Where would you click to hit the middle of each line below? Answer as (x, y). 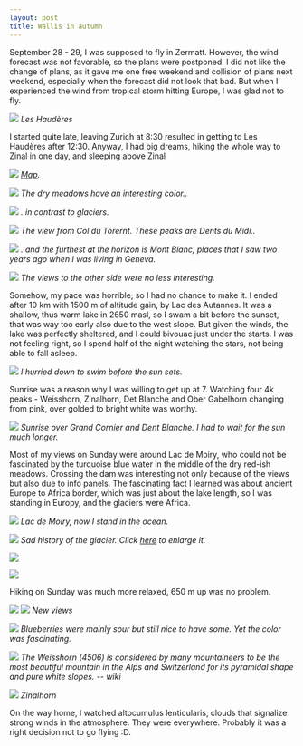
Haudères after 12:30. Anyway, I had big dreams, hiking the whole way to (145, 146)
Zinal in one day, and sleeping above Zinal (87, 156)
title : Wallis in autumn (56, 26)
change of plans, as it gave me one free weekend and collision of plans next (151, 71)
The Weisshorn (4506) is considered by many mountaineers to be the (150, 657)
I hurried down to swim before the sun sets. (101, 372)
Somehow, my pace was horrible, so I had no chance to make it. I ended (143, 295)
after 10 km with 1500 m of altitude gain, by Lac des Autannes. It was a (141, 305)
